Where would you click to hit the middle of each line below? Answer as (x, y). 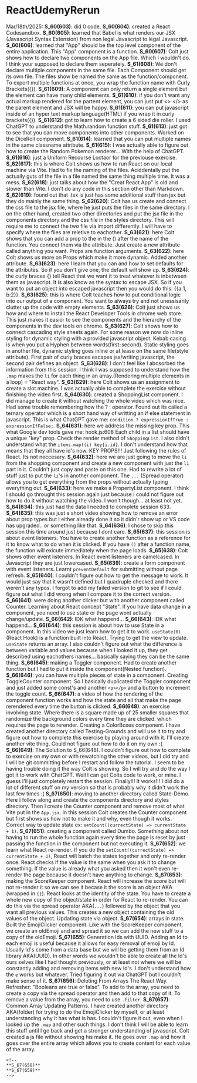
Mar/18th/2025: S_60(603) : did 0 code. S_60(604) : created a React (88, 26)
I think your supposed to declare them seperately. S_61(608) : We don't (92, 64)
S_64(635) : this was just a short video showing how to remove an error (92, 513)
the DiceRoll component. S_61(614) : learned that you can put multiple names (98, 139)
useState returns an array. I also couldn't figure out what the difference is (94, 644)
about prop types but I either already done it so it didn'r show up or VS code (98, 519)
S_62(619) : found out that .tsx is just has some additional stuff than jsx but (96, 195)
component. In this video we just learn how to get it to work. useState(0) (94, 631)
